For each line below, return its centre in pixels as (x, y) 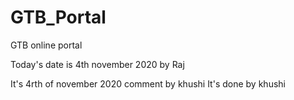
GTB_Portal (58, 17)
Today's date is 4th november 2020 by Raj (97, 64)
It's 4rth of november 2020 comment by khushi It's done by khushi (148, 83)
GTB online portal (46, 45)
